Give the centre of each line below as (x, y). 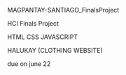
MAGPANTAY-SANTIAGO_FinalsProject (63, 10)
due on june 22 (29, 64)
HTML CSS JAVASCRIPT (43, 37)
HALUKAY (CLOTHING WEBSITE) (55, 50)
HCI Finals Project (33, 23)
